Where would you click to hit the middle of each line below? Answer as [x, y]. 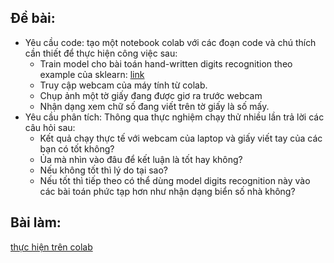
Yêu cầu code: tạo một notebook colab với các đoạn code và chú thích [170, 42]
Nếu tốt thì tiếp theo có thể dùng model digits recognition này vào [175, 180]
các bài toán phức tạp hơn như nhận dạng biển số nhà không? [167, 191]
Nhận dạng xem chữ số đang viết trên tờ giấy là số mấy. [154, 106]
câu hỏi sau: [50, 127]
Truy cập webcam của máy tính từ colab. [123, 85]
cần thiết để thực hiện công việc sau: [101, 53]
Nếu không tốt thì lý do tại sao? [104, 170]
